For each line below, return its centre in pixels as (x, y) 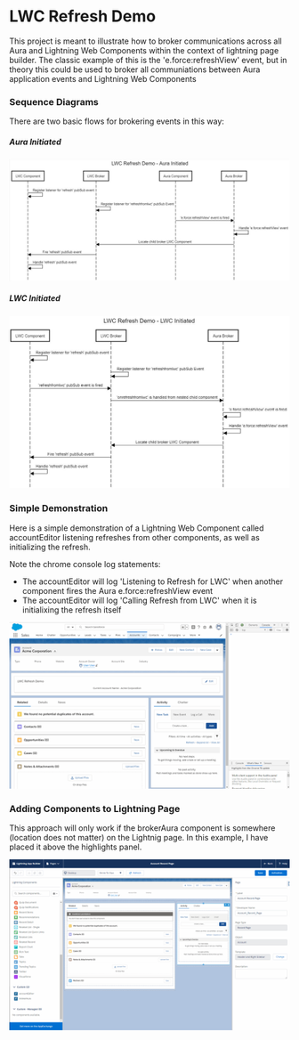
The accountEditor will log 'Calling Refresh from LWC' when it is (139, 600)
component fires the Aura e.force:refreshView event (117, 590)
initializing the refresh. (50, 547)
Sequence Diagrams (54, 102)
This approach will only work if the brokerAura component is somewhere (142, 828)
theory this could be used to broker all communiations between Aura (135, 69)
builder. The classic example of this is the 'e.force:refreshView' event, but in (148, 60)
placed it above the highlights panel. (76, 847)
